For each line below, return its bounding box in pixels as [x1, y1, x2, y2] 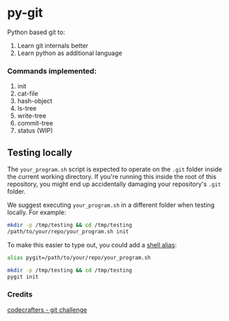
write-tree [17, 111, 47, 120]
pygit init [7, 273, 39, 280]
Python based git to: [7, 28, 65, 36]
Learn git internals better [17, 41, 88, 49]
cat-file [17, 89, 38, 98]
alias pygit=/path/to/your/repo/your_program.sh [7, 254, 151, 261]
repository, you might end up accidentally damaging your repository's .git [7, 180, 221, 189]
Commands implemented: [7, 66, 97, 76]
